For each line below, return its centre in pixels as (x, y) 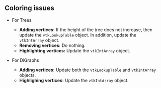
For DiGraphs (25, 60)
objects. (27, 75)
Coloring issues (30, 8)
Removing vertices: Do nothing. (52, 45)
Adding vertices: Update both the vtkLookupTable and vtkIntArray (87, 70)
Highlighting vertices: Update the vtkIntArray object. (75, 50)
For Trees (22, 20)
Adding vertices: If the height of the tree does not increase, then (86, 30)
